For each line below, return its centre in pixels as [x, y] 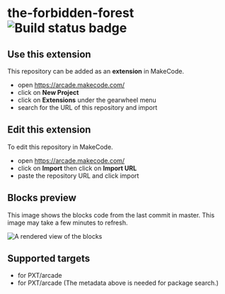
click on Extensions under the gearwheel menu [87, 100]
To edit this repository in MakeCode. [60, 147]
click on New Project [48, 92]
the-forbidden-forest [71, 13]
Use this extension [49, 54]
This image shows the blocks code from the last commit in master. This [111, 215]
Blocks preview [42, 198]
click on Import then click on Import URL [77, 168]
